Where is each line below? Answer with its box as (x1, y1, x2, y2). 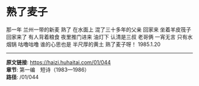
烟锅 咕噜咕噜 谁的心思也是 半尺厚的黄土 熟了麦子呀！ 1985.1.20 (6, 41, 161, 48)
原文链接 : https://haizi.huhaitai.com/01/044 (6, 58, 111, 65)
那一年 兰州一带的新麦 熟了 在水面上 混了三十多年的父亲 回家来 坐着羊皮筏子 (6, 26, 191, 33)
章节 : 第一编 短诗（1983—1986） (6, 66, 90, 73)
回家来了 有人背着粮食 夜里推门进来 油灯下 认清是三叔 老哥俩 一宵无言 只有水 (6, 33, 193, 40)
